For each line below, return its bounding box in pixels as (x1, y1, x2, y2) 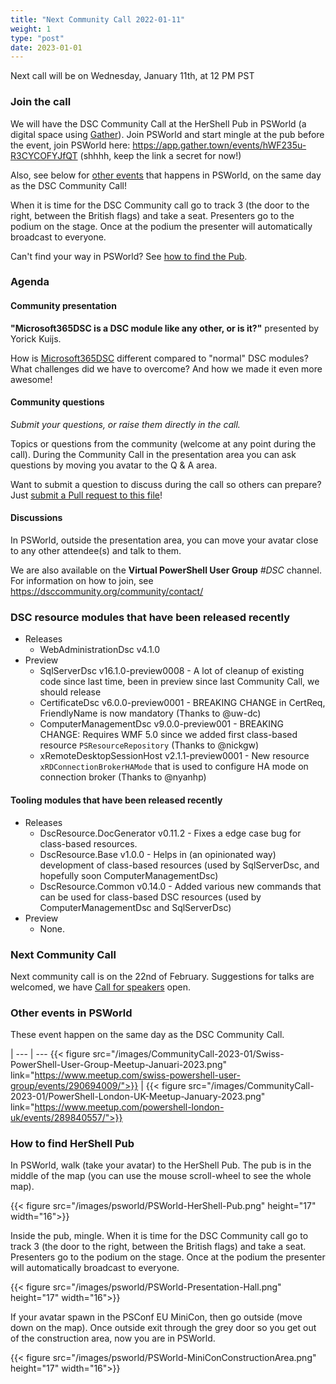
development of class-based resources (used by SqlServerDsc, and (39, 859, 320, 871)
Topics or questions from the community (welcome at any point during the (10, 437, 317, 450)
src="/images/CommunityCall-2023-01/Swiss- (92, 1048, 285, 1060)
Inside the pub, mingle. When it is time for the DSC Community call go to (10, 1230, 309, 1242)
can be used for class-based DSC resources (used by (39, 891, 262, 903)
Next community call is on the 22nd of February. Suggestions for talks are (10, 970, 315, 982)
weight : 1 (10, 24, 52, 34)
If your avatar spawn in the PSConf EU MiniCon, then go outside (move (10, 1311, 303, 1323)
